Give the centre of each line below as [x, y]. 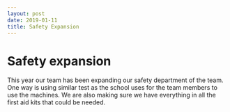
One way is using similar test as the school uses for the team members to [113, 88]
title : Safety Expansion [43, 26]
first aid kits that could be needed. [56, 102]
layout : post [26, 14]
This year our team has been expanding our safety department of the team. [116, 80]
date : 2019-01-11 [32, 20]
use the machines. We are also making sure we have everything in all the [112, 95]
